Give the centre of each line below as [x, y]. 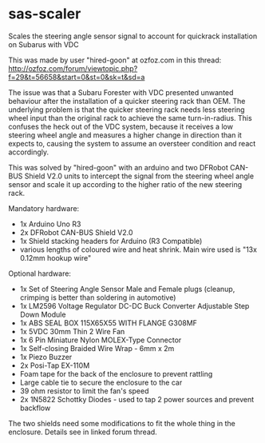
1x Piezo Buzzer [46, 357]
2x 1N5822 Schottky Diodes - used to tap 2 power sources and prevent [137, 399]
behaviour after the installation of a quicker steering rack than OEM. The [127, 101]
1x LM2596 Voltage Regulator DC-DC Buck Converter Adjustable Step [134, 305]
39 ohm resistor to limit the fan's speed [84, 391]
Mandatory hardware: [44, 208]
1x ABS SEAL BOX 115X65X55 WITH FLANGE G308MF [109, 323]
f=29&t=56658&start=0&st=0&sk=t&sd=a [77, 77]
